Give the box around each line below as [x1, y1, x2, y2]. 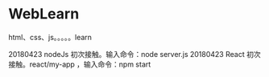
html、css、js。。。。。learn [8, 32, 93, 42]
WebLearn [8, 5, 80, 23]
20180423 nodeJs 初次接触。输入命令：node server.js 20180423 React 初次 [8, 49, 261, 59]
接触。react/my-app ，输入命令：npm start [8, 59, 151, 69]
